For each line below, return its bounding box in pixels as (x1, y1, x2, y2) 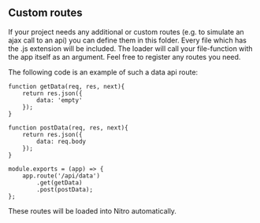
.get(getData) (36, 178, 83, 187)
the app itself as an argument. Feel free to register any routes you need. (8, 52, 241, 61)
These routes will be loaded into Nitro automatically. (8, 206, 177, 215)
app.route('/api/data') (22, 172, 101, 180)
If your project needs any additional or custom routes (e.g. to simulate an (8, 27, 244, 36)
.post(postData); (36, 185, 93, 193)
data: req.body (36, 137, 87, 145)
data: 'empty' (36, 96, 83, 104)
